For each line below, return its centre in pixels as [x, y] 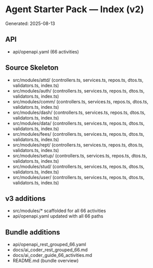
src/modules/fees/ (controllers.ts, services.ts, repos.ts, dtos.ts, [79, 134]
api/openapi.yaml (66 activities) [46, 51]
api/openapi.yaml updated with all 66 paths [58, 216]
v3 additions [25, 199]
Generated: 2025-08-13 [30, 23]
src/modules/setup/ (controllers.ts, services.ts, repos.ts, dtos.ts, [80, 156]
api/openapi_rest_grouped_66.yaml [49, 245]
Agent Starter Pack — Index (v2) [75, 9]
